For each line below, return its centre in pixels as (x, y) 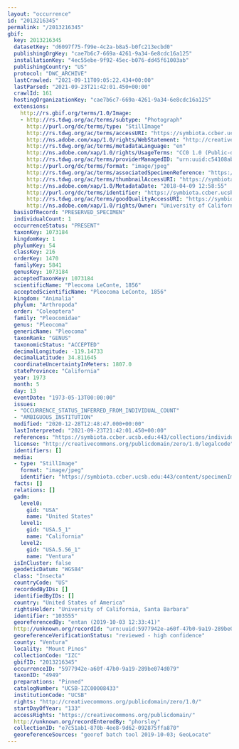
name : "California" (55, 536)
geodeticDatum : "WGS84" (49, 570)
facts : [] (28, 484)
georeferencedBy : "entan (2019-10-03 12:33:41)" (87, 622)
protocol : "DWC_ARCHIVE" (51, 73)
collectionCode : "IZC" (47, 655)
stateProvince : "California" (57, 371)
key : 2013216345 (38, 41)
